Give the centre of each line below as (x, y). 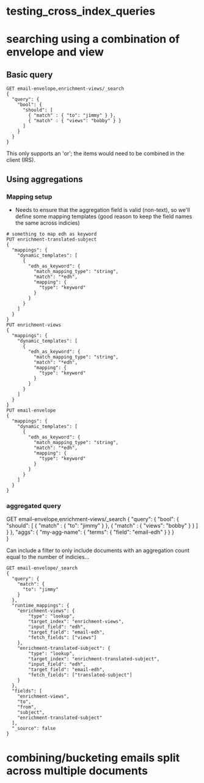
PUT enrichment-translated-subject (52, 239)
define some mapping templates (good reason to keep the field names (104, 216)
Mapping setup (29, 197)
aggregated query (34, 506)
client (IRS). (21, 160)
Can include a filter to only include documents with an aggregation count (98, 550)
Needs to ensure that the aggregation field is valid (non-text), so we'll (103, 209)
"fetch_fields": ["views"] (63, 638)
